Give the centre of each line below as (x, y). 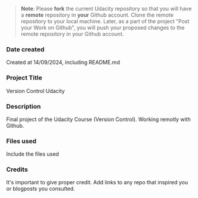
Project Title (24, 78)
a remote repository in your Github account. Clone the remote (97, 15)
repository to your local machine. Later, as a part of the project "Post (105, 21)
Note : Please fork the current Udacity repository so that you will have (106, 9)
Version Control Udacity (35, 91)
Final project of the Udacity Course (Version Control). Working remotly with (98, 119)
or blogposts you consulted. (41, 189)
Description (24, 106)
